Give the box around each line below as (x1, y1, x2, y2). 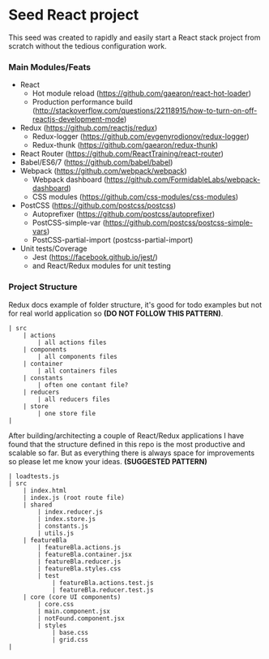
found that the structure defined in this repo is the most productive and (8, 439, 246, 449)
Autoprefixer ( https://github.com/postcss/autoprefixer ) (32, 209, 216, 219)
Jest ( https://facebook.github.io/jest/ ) (32, 252, 158, 262)
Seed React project (8, 6, 139, 24)
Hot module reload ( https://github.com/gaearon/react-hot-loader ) (32, 88, 252, 98)
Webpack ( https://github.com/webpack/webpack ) (19, 166, 188, 176)
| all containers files (37, 367, 117, 375)
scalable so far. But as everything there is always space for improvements (8, 448, 255, 458)
